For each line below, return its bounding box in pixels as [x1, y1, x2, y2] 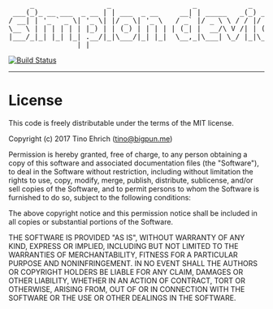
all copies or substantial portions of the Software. [8, 217, 173, 226]
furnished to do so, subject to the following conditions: [8, 192, 191, 202]
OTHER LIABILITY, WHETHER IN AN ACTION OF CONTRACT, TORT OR [8, 276, 245, 285]
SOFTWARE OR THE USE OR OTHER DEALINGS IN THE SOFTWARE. [8, 293, 236, 303]
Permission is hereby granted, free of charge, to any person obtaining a [8, 149, 248, 159]
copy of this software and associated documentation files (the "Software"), [8, 158, 260, 168]
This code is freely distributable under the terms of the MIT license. [8, 118, 234, 127]
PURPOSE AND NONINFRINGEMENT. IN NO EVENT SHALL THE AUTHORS [8, 258, 258, 268]
